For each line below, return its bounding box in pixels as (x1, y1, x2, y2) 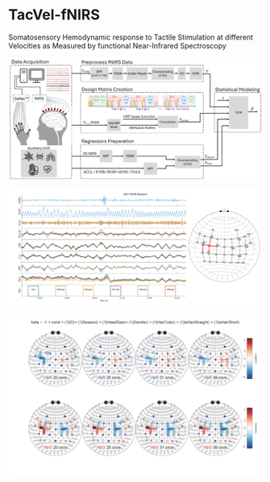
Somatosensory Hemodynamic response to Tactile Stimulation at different (8, 32, 254, 42)
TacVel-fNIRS (8, 6, 101, 24)
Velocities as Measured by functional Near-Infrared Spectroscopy (8, 40, 227, 50)
